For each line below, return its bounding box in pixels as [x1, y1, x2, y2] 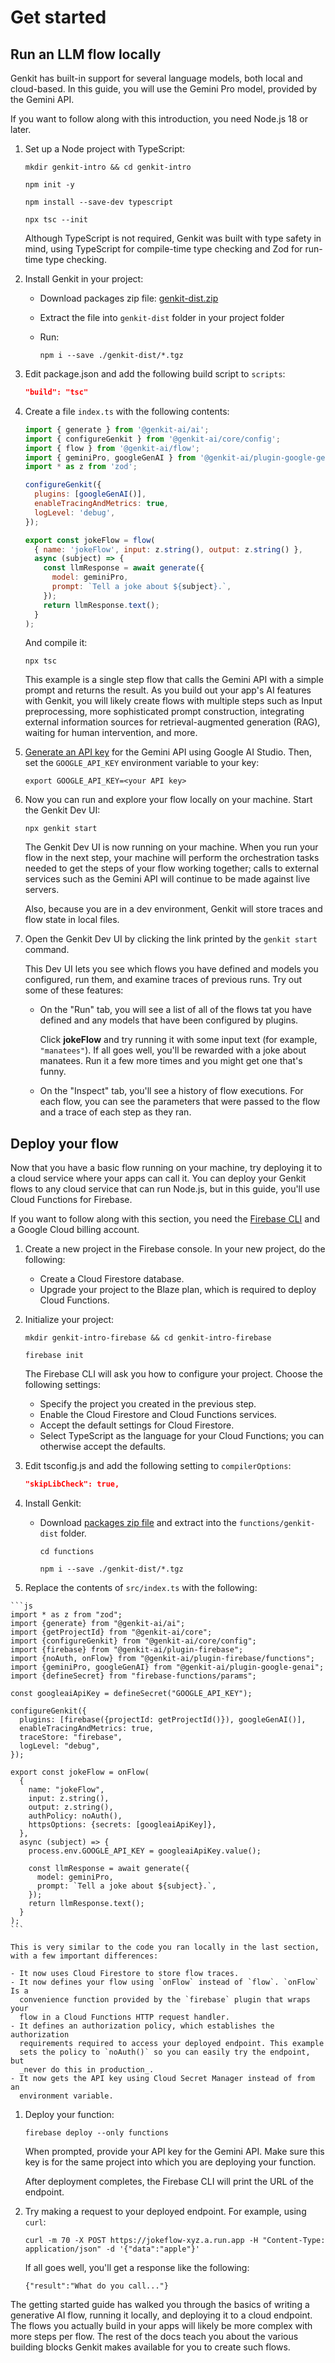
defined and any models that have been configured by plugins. [39, 1014, 299, 1026]
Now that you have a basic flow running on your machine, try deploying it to [10, 1162, 323, 1174]
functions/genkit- [238, 1519, 316, 1529]
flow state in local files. [24, 914, 120, 926]
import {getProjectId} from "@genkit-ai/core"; [10, 1627, 213, 1638]
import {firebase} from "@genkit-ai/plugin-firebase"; [10, 1645, 244, 1655]
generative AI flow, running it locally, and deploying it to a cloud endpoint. [10, 2309, 313, 2321]
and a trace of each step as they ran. [39, 1106, 192, 1118]
